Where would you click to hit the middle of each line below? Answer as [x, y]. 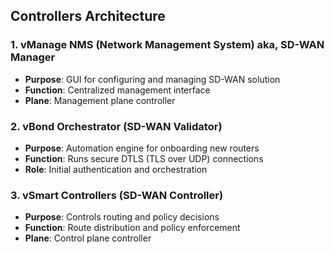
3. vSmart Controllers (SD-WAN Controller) [117, 195]
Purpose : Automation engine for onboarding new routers [142, 148]
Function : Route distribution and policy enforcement [132, 228]
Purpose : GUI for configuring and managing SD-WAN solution [152, 79]
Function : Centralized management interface [117, 90]
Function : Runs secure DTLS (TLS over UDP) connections [144, 158]
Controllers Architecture [88, 16]
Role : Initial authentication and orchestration [116, 169]
